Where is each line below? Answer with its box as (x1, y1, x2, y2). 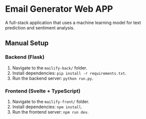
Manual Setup (5, 39, 49, 48)
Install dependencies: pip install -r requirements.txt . (12, 70, 127, 76)
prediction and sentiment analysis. (5, 24, 75, 30)
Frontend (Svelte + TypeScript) (5, 87, 81, 94)
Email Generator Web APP (5, 3, 113, 15)
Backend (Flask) (5, 54, 45, 61)
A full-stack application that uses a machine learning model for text (5, 20, 141, 25)
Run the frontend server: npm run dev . (12, 109, 89, 115)
